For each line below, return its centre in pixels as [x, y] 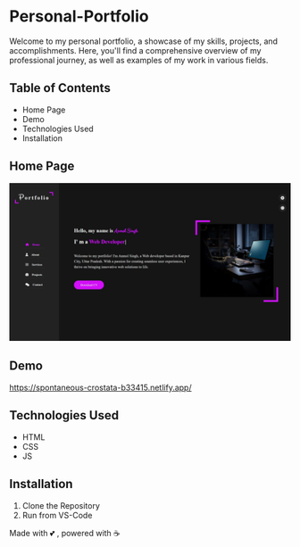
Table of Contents [60, 88]
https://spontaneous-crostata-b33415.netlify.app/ [100, 387]
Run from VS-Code [57, 515]
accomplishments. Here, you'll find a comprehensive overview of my [135, 50]
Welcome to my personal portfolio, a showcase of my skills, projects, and [144, 41]
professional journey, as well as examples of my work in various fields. [139, 60]
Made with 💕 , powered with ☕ [65, 533]
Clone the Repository [61, 505]
